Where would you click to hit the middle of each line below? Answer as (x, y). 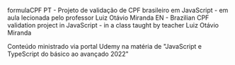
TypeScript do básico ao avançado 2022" (68, 54)
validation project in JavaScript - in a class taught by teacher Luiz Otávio (113, 25)
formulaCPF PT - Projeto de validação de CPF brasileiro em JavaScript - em (118, 10)
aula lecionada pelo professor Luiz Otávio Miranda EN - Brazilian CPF (108, 18)
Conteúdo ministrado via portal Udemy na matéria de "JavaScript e (104, 46)
